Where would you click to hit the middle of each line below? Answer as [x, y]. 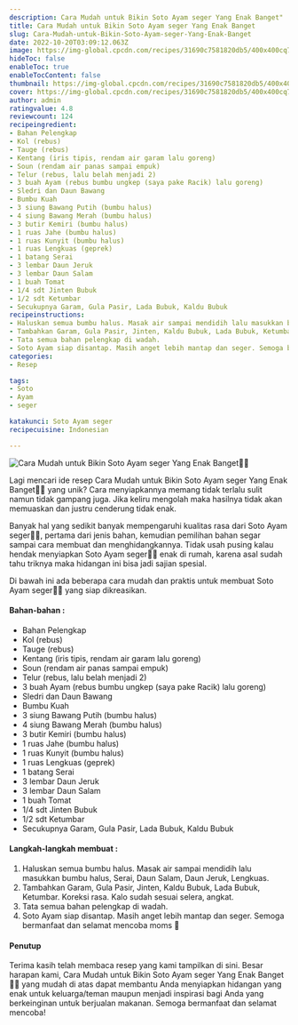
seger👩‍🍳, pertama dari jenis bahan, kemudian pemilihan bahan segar [135, 535]
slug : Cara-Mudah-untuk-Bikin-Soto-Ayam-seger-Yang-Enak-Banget [130, 34]
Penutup [25, 945]
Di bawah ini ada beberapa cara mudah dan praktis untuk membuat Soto [141, 581]
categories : [31, 356]
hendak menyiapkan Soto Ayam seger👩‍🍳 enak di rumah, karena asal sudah [146, 554]
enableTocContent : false [55, 76]
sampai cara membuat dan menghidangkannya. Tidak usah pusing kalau [141, 544]
